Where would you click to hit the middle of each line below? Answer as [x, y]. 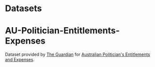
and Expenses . [20, 60]
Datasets [23, 8]
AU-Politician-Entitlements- [62, 31]
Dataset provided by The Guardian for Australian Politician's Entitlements [77, 54]
